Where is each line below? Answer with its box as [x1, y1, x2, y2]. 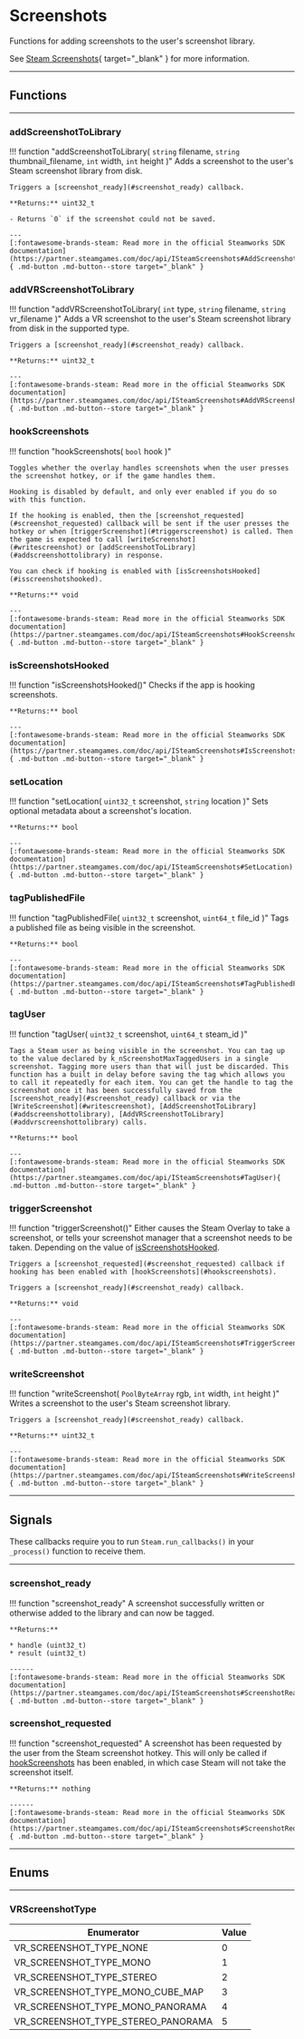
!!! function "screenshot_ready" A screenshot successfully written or [9, 1597, 265, 1608]
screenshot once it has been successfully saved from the [9, 1086, 233, 1095]
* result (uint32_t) [9, 1648, 88, 1658]
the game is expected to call [9, 534, 124, 544]
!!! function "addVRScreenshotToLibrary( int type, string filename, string [9, 304, 287, 315]
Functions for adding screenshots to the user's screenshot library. [9, 35, 255, 46]
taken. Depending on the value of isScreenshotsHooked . [9, 1242, 220, 1253]
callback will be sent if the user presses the [106, 519, 290, 528]
